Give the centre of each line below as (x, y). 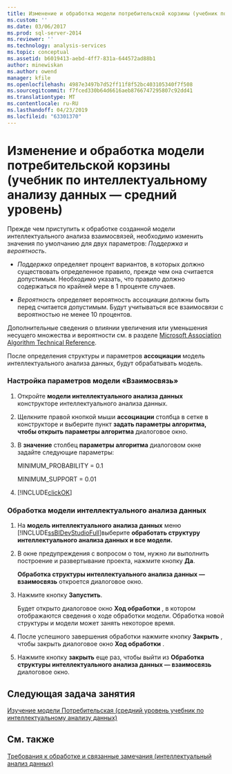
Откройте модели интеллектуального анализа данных (100, 396)
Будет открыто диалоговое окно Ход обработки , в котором (106, 609)
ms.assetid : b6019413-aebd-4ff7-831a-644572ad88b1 (81, 59)
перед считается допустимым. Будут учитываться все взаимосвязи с (120, 307)
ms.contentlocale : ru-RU (43, 104)
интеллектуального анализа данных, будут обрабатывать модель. (105, 363)
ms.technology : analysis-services (57, 46)
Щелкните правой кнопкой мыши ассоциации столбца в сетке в (113, 416)
